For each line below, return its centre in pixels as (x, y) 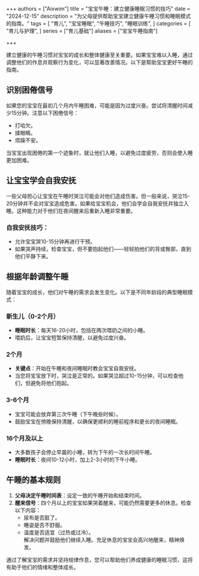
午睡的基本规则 (33, 480)
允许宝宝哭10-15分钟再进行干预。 (55, 241)
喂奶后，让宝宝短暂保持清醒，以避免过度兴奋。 (72, 338)
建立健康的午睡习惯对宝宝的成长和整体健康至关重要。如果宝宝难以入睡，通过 (99, 55)
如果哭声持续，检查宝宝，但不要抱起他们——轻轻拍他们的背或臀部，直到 (103, 249)
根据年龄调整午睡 (37, 277)
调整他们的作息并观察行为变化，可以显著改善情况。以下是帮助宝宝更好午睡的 (99, 62)
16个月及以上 (25, 438)
